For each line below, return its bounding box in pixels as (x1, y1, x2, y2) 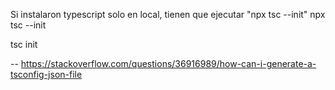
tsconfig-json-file (10, 69, 83, 80)
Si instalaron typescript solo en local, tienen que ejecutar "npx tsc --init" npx (10, 9, 326, 20)
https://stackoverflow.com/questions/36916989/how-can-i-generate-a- (20, 58, 317, 69)
